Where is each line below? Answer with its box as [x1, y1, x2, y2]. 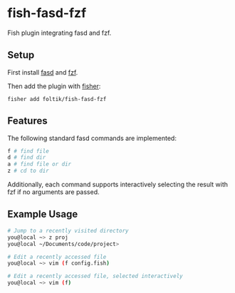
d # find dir [7, 154, 46, 161]
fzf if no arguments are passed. [7, 188, 100, 196]
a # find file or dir [7, 161, 72, 168]
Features [7, 115, 48, 127]
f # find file [7, 147, 50, 154]
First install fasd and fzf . [7, 68, 78, 76]
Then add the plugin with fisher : [7, 82, 101, 90]
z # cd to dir [7, 167, 50, 175]
